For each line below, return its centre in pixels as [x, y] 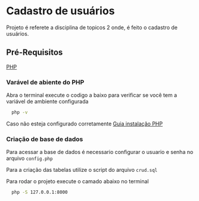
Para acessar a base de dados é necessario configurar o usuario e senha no [100, 152]
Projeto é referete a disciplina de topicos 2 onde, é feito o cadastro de [92, 27]
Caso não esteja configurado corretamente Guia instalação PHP [84, 124]
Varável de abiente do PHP [45, 82]
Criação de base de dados [45, 139]
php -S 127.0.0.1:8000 [40, 192]
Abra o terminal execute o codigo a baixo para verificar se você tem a [92, 95]
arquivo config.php [29, 158]
